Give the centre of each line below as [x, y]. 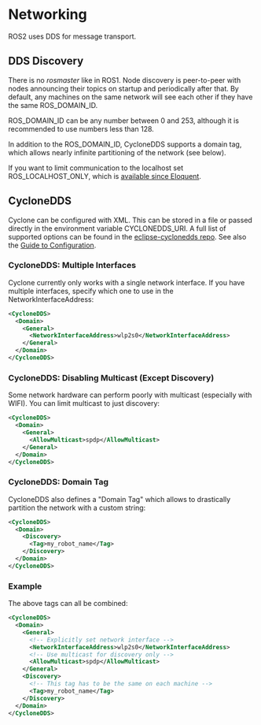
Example [25, 586]
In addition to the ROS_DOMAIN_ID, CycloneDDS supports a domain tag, [125, 144]
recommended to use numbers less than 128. [81, 128]
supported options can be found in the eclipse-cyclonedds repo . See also [127, 236]
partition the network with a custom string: [77, 507]
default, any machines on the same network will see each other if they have [130, 97]
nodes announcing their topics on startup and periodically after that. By [124, 88]
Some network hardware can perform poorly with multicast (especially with [130, 395]
